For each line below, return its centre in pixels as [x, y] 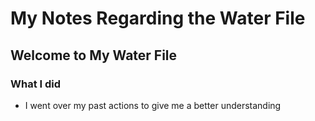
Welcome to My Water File [94, 55]
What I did [36, 84]
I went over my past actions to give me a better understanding [153, 105]
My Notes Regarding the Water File [158, 18]
